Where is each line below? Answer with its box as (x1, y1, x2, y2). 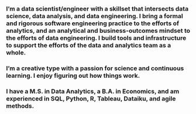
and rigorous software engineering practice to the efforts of (6, 19, 180, 27)
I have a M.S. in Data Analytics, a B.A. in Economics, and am (6, 87, 180, 95)
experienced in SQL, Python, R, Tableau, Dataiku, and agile (6, 94, 176, 102)
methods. (6, 102, 34, 110)
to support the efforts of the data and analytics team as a (6, 41, 171, 49)
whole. (6, 49, 26, 57)
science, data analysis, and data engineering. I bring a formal (6, 12, 183, 20)
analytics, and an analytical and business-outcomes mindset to (6, 26, 191, 34)
